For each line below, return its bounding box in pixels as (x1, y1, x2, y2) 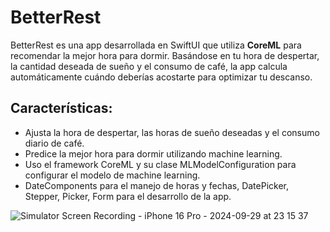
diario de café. (24, 137, 85, 149)
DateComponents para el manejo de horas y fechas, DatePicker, (24, 179, 290, 191)
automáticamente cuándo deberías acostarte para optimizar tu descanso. (10, 71, 313, 83)
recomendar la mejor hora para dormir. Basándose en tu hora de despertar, (10, 49, 320, 61)
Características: (10, 100, 113, 117)
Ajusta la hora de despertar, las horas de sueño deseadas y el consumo (24, 126, 320, 138)
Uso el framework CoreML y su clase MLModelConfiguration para (24, 158, 297, 170)
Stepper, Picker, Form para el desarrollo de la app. (24, 190, 232, 202)
